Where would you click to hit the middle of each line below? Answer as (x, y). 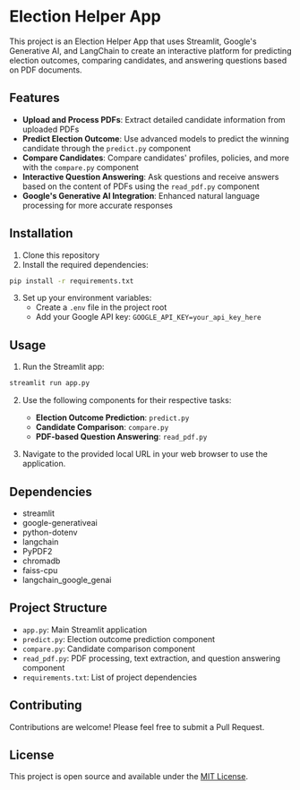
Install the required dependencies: (86, 264)
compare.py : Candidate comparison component (108, 648)
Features (34, 98)
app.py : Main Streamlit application (85, 630)
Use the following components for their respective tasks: (127, 400)
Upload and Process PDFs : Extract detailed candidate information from (154, 119)
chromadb (41, 561)
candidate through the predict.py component (106, 148)
